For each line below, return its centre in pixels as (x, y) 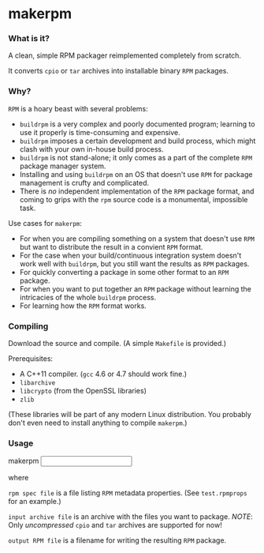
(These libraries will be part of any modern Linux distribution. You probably (130, 415)
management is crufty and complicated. (84, 182)
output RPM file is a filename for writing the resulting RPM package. (117, 540)
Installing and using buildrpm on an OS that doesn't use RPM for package (136, 174)
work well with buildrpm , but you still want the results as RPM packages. (134, 263)
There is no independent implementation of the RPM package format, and (137, 191)
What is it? (29, 39)
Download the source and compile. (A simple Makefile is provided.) (117, 344)
